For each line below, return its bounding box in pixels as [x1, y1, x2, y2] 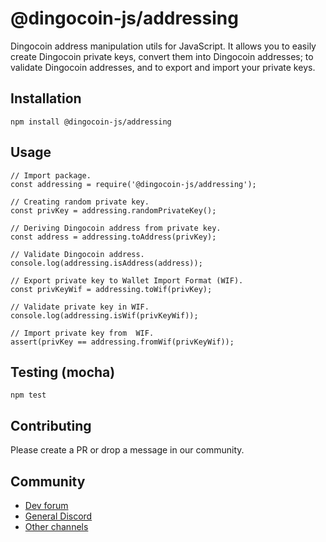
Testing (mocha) [10, 363, 116, 381]
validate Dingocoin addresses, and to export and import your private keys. [10, 61, 316, 73]
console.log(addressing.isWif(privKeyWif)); [10, 310, 199, 321]
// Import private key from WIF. [10, 328, 155, 338]
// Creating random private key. [10, 197, 150, 207]
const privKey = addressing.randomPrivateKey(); [10, 205, 217, 216]
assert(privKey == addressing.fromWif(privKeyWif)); [10, 337, 235, 347]
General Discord [24, 510, 93, 522]
